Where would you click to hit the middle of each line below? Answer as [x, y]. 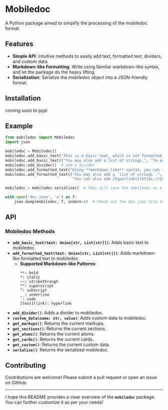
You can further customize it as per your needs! [54, 403]
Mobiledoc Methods [30, 232]
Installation [23, 98]
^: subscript [33, 290]
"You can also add [91, 179]
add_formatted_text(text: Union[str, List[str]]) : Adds [72, 253]
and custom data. [30, 61]
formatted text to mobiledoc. [50, 258]
